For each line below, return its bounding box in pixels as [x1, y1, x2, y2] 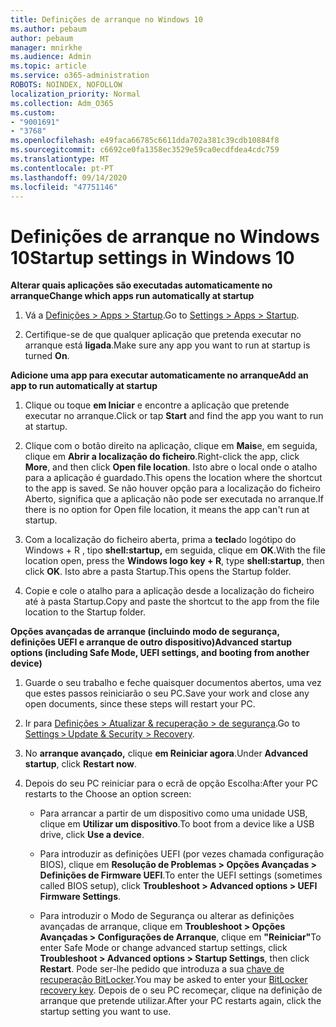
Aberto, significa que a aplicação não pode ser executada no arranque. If [24, 493, 325, 505]
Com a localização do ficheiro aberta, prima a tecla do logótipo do [24, 534, 297, 546]
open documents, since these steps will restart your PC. [24, 698, 256, 710]
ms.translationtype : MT [10, 154, 110, 164]
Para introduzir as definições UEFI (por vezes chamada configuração [39, 848, 325, 860]
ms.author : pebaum [10, 24, 87, 34]
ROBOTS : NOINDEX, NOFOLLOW [10, 80, 123, 90]
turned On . [24, 350, 70, 362]
